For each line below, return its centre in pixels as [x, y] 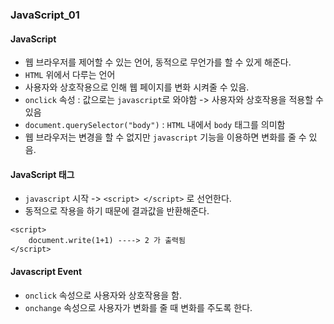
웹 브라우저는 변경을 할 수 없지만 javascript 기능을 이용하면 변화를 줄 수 [165, 137]
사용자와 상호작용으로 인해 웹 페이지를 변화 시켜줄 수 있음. [137, 87]
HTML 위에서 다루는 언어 [70, 75]
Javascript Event [46, 271]
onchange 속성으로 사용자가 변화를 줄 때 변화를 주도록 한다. [138, 307]
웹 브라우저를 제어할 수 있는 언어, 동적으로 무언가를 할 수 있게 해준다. [158, 62]
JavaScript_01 [45, 15]
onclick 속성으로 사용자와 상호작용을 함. [103, 295]
